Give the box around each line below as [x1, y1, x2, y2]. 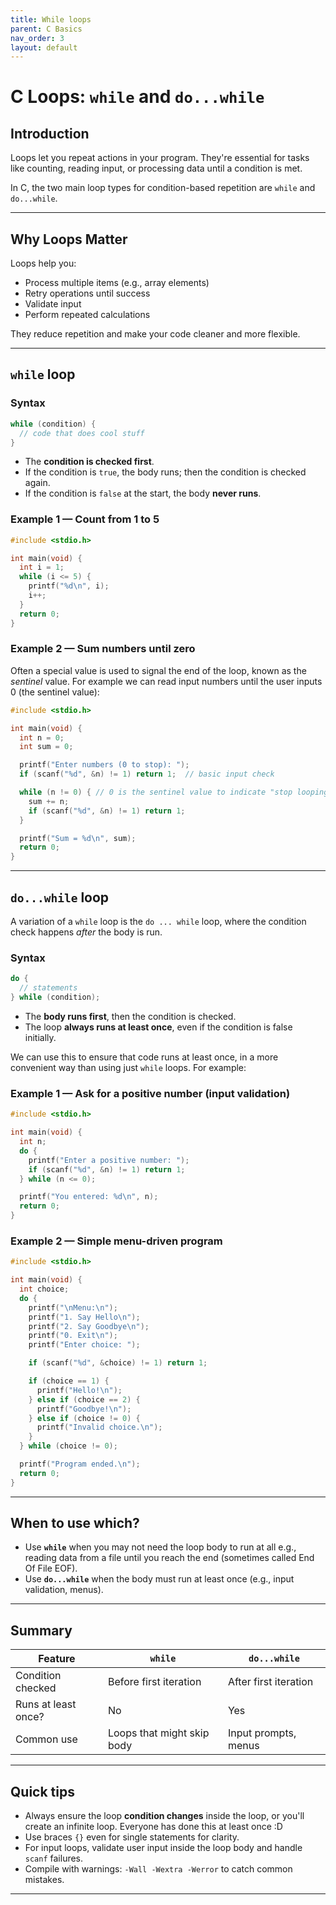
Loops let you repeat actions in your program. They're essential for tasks [10, 152, 310, 164]
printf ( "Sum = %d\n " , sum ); [19, 833, 137, 843]
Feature [38, 1652, 76, 1666]
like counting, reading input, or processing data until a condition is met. [10, 162, 303, 175]
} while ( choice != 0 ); [19, 1441, 118, 1451]
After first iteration [227, 1675, 314, 1689]
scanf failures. [24, 1852, 84, 1865]
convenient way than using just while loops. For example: [10, 1061, 247, 1073]
